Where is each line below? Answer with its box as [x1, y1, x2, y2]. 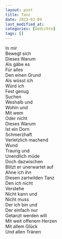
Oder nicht [5, 115, 28, 121]
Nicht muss [5, 196, 29, 202]
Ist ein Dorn [5, 126, 29, 132]
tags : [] [5, 31, 24, 36]
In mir [5, 45, 17, 51]
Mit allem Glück [5, 223, 38, 229]
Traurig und [5, 148, 30, 154]
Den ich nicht [5, 180, 33, 186]
